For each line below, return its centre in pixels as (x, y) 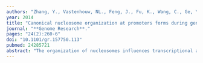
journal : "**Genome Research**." (48, 28)
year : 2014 (20, 17)
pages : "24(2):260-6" (34, 34)
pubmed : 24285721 (28, 46)
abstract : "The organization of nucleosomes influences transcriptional (100, 51)
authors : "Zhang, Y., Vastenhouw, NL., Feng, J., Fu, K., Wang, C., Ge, (100, 12)
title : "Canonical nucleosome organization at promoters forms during (97, 23)
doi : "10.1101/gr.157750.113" (44, 40)
